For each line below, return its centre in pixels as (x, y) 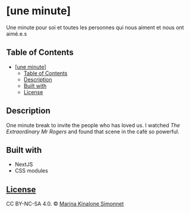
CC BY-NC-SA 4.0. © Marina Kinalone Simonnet (65, 204)
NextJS (24, 164)
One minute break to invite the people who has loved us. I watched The (93, 125)
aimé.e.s (17, 33)
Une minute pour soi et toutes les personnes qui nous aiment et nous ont (95, 27)
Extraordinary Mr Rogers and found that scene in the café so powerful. (93, 131)
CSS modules (31, 171)
